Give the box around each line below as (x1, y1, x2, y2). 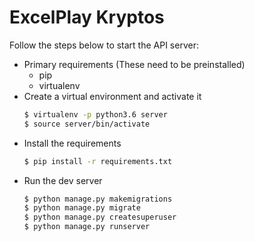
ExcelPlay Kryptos (9, 6, 165, 29)
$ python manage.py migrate (23, 203, 141, 213)
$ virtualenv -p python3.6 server (23, 109, 168, 120)
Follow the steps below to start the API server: (9, 39, 199, 51)
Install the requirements (23, 137, 122, 149)
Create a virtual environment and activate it (23, 90, 202, 102)
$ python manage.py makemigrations (23, 194, 173, 204)
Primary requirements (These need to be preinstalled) (23, 58, 246, 70)
